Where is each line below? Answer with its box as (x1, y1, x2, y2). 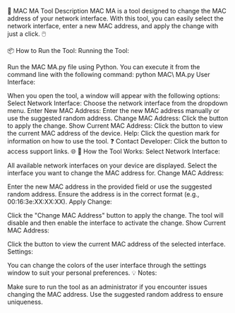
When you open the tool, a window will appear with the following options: (7, 92, 220, 100)
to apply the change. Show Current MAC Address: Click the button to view (7, 122, 224, 130)
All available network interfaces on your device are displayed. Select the (7, 161, 217, 170)
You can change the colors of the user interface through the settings (7, 261, 207, 269)
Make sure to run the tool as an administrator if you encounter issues (7, 283, 207, 291)
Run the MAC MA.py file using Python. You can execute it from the (7, 63, 200, 71)
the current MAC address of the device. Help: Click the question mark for (7, 129, 220, 137)
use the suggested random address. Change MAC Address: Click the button (7, 114, 228, 122)
